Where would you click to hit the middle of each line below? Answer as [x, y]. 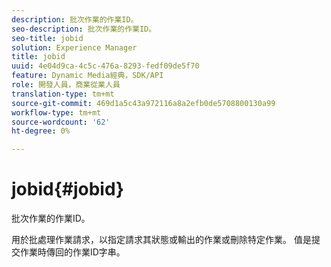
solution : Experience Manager [74, 47]
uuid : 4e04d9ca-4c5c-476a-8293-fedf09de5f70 [105, 66]
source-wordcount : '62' [61, 122]
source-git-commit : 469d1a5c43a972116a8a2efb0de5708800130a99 [143, 103]
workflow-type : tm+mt [56, 112]
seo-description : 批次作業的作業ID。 [84, 29]
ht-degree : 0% [41, 131]
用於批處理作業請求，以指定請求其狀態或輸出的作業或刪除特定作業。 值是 [161, 240]
